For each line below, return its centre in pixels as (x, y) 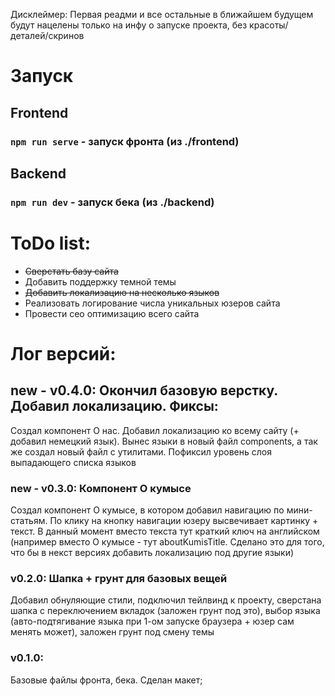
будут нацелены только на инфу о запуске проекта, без (129, 25)
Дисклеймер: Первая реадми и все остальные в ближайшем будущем (162, 14)
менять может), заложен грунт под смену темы (112, 632)
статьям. (29, 521)
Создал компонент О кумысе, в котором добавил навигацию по (147, 510)
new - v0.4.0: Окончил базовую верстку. (144, 390)
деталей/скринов (47, 35)
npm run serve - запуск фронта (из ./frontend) (125, 141)
